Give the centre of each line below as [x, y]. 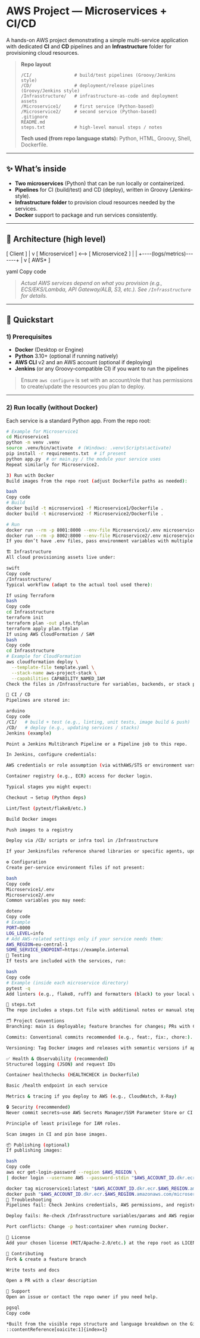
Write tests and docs [33, 1270]
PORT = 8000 [18, 928]
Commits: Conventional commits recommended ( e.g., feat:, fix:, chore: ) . [100, 1037]
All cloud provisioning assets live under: [61, 558]
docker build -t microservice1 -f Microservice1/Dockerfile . [85, 508]
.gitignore [34, 117]
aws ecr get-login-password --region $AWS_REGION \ [71, 1173]
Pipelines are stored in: [38, 701]
